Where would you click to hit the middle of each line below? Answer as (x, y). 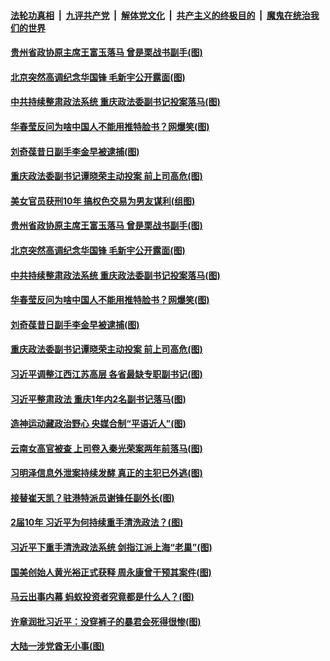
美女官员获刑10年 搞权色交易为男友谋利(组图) (103, 201)
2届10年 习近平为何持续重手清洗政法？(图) (97, 522)
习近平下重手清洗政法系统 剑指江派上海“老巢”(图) (111, 547)
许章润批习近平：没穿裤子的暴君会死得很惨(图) (106, 621)
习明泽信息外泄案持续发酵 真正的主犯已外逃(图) (106, 473)
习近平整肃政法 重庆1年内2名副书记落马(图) (98, 399)
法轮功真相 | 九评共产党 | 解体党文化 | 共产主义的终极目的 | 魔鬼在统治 (160, 15)
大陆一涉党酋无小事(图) (57, 646)
